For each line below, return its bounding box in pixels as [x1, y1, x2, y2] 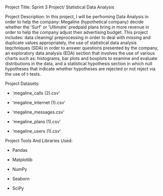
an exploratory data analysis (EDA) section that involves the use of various [5, 50, 155, 56]
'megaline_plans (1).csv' [12, 119, 61, 124]
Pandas [12, 147, 28, 153]
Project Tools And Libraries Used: [5, 138, 73, 143]
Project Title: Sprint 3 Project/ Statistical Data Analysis [5, 4, 115, 10]
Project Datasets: [5, 81, 40, 86]
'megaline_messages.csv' [12, 109, 65, 115]
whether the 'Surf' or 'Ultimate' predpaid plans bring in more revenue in [5, 24, 149, 30]
